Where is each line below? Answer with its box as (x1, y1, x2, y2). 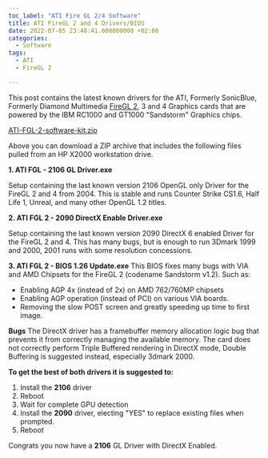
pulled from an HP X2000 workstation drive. (8, 149, 154, 159)
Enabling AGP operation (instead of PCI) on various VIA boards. (19, 293, 230, 303)
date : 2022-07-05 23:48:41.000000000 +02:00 (8, 26, 159, 34)
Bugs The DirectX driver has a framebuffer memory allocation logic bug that (8, 326, 260, 335)
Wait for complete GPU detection (19, 400, 130, 409)
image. (19, 310, 43, 320)
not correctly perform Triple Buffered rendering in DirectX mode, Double (8, 343, 246, 352)
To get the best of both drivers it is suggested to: (8, 367, 174, 376)
